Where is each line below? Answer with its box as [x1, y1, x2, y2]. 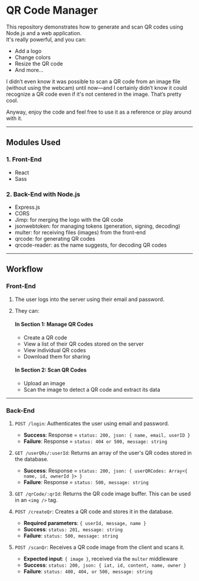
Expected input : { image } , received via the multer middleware [23, 555, 178, 563]
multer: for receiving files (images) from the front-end [14, 228, 146, 235]
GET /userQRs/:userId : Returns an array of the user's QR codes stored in [14, 450, 192, 457]
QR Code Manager [6, 4, 98, 17]
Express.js [14, 203, 40, 211]
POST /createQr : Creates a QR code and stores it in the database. [14, 508, 174, 515]
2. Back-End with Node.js [6, 190, 81, 198]
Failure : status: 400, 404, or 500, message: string [23, 568, 153, 575]
